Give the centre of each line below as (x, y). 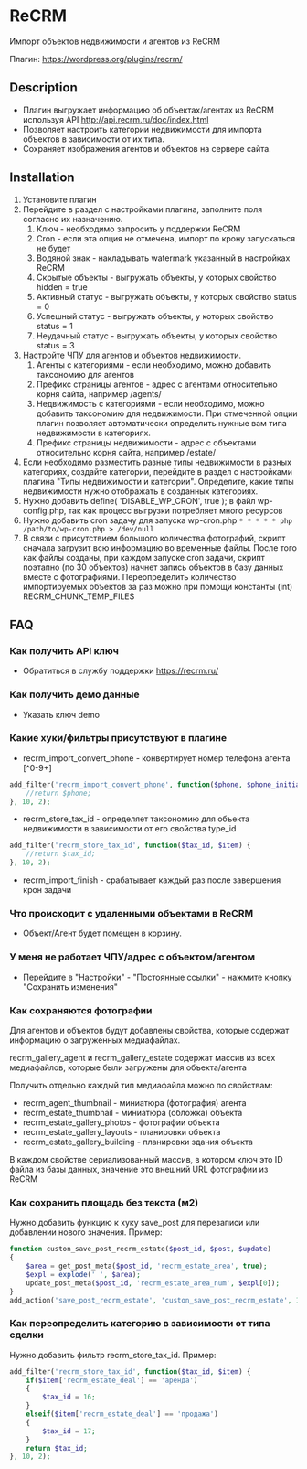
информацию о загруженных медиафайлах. (95, 1040)
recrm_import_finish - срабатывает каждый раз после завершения (152, 880)
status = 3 (55, 345)
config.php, (44, 510)
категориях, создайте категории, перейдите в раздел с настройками (157, 471)
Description (43, 88)
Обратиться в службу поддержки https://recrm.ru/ (121, 671)
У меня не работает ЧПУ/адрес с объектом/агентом (132, 957)
